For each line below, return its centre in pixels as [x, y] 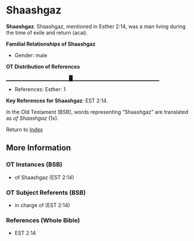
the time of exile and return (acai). [47, 32]
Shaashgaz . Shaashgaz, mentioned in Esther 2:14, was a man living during [96, 26]
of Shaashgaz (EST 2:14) [44, 177]
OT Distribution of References [43, 66]
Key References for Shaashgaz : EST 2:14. [57, 101]
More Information [39, 148]
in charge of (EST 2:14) [42, 205]
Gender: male [31, 55]
